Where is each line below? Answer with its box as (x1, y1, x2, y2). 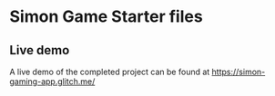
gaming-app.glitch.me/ (9, 76, 96, 87)
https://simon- (211, 66, 266, 77)
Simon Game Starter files (9, 6, 203, 27)
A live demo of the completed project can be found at (9, 66, 210, 77)
